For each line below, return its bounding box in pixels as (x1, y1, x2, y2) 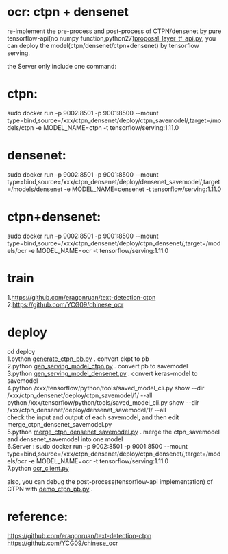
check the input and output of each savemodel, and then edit (7, 413, 179, 421)
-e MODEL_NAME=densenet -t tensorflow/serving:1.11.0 (64, 185, 222, 193)
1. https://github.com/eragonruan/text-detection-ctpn (7, 293, 156, 301)
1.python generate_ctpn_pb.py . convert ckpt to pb (7, 355, 149, 363)
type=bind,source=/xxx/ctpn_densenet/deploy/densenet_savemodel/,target (7, 177, 220, 186)
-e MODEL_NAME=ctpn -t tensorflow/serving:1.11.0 (35, 123, 179, 131)
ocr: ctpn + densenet (7, 4, 129, 20)
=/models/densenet (7, 185, 63, 193)
